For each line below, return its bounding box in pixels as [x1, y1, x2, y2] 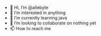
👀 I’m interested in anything [9, 10, 66, 16]
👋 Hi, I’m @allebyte [9, 5, 49, 10]
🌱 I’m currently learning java [9, 15, 67, 20]
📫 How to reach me [9, 26, 51, 31]
